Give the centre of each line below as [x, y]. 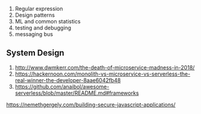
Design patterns [35, 15]
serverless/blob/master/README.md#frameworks [77, 93]
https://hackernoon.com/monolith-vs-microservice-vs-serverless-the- [103, 74]
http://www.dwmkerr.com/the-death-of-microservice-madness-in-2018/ [105, 67]
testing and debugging [43, 28]
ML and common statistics [48, 21]
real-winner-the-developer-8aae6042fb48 [68, 80]
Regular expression [39, 9]
